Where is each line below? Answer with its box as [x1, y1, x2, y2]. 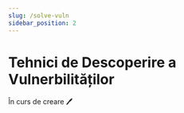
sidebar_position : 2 [8, 19, 77, 27]
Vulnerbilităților [8, 70, 115, 88]
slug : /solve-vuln [8, 11, 69, 20]
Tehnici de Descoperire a [8, 53, 177, 72]
